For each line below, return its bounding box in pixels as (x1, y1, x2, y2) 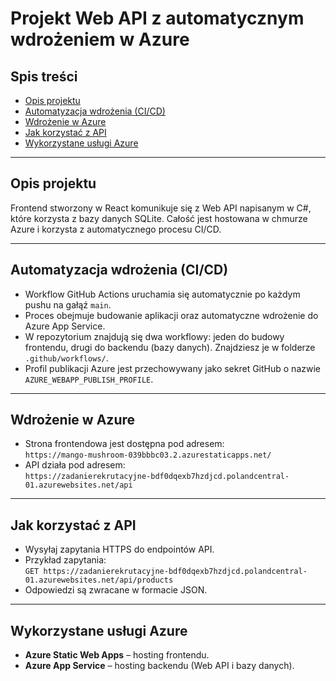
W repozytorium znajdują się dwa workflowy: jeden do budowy (24, 330, 285, 342)
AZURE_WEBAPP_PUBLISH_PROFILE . (24, 373, 154, 385)
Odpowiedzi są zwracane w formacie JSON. (24, 584, 208, 596)
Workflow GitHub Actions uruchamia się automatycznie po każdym (24, 288, 301, 300)
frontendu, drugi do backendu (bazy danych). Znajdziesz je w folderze (24, 341, 316, 353)
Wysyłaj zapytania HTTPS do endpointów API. (24, 543, 215, 556)
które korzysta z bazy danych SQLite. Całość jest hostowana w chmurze (10, 212, 308, 224)
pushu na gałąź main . (24, 298, 112, 311)
